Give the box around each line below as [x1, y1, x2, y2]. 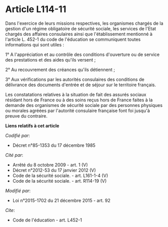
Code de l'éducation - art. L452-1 [12, 217, 82, 223]
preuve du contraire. [5, 112, 48, 119]
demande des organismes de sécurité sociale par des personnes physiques [5, 102, 163, 108]
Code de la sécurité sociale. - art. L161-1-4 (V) [12, 173, 108, 179]
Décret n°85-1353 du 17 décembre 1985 [12, 142, 96, 148]
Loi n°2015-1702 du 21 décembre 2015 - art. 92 [12, 197, 111, 203]
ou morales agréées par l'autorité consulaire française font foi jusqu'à [5, 107, 150, 113]
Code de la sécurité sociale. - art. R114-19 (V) [12, 178, 107, 184]
